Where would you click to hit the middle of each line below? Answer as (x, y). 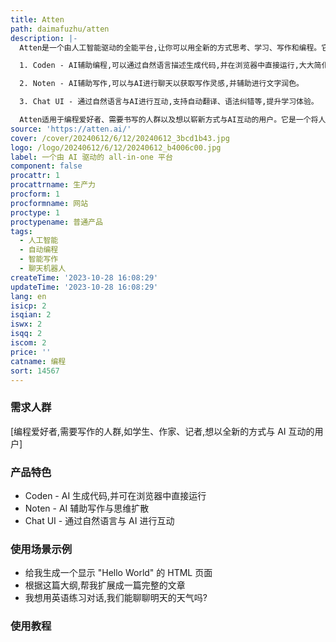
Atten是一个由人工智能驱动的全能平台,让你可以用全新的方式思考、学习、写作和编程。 (170, 47)
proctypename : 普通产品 (56, 222)
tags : (21, 231)
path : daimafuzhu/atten (60, 29)
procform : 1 (35, 194)
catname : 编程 (38, 361)
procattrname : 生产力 (53, 185)
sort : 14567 (35, 371)
